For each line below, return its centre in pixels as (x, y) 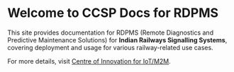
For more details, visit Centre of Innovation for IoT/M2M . (89, 61)
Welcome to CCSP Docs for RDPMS (113, 13)
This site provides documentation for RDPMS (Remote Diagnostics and (111, 32)
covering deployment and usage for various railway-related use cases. (111, 47)
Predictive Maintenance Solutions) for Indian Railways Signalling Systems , (117, 40)
